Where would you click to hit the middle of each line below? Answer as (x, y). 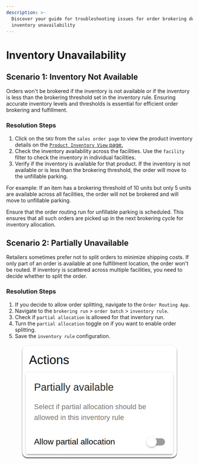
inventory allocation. (31, 224)
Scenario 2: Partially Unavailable (68, 243)
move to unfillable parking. (38, 200)
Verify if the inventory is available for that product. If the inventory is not (102, 164)
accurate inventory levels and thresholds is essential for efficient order (92, 104)
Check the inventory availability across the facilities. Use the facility (99, 151)
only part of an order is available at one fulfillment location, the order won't (97, 263)
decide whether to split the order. (47, 276)
